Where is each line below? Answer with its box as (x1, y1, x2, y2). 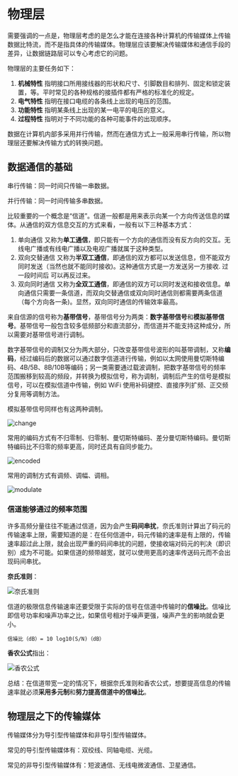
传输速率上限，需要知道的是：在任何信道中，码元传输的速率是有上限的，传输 (7, 531, 231, 539)
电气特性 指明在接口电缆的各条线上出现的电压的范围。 (17, 96, 175, 105)
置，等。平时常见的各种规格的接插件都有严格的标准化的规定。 (17, 88, 198, 96)
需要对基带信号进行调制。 (13, 330, 89, 339)
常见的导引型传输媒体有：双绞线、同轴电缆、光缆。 (7, 746, 157, 754)
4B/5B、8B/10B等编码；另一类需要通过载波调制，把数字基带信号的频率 (19, 363, 227, 371)
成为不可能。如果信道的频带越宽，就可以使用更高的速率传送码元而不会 (19, 549, 225, 557)
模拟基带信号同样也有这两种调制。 (7, 405, 107, 413)
